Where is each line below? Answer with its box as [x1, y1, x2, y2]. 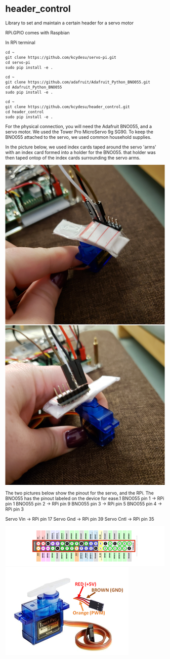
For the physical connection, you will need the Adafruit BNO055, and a [5, 123, 152, 129]
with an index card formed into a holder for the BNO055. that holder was [5, 149, 156, 155]
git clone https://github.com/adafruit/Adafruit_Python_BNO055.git [5, 80, 151, 85]
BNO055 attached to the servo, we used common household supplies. [5, 134, 152, 140]
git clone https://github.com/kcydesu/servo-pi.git [5, 55, 116, 60]
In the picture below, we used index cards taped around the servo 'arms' [5, 144, 157, 150]
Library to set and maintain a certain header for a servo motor [5, 20, 134, 26]
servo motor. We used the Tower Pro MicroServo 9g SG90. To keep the [5, 129, 153, 135]
